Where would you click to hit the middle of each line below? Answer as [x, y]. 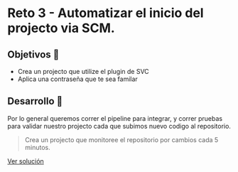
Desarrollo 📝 [35, 101]
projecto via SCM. [61, 28]
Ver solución [26, 161]
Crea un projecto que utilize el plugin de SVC [83, 71]
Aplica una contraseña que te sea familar [78, 79]
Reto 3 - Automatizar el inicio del [106, 13]
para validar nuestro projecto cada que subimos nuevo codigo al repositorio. [119, 126]
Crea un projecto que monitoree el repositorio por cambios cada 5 [121, 139]
